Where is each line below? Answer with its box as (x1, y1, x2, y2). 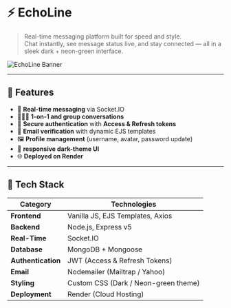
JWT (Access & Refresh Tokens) (67, 256, 173, 265)
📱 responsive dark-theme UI (16, 145, 100, 153)
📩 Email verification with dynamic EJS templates (16, 127, 156, 135)
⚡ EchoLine (7, 5, 72, 21)
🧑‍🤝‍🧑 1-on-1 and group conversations (16, 112, 124, 121)
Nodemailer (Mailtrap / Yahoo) (67, 267, 166, 276)
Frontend (10, 211, 41, 220)
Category (19, 199, 52, 209)
